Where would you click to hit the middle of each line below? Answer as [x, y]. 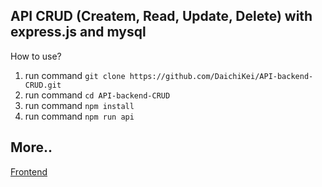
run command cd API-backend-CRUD [97, 95]
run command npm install [79, 105]
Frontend [29, 171]
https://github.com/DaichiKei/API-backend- [221, 76]
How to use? [36, 56]
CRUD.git [43, 85]
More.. [31, 147]
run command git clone [75, 75]
